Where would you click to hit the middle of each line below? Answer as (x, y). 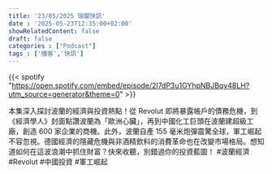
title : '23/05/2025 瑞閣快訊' (57, 16)
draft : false (30, 39)
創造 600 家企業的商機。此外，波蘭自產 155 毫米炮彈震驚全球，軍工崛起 (142, 131)
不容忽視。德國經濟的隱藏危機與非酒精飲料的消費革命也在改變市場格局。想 (133, 141)
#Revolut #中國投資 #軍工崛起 (58, 162)
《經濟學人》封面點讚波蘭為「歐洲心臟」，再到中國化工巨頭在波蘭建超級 (127, 121)
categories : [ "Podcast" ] (52, 46)
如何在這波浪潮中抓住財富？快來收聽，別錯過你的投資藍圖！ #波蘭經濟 (132, 152)
